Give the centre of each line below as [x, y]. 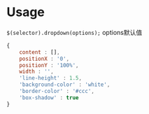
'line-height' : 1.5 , [50, 78]
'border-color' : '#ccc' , [57, 92]
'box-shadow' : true [49, 98]
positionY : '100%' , [49, 65]
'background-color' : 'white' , [65, 85]
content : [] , [40, 52]
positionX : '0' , [44, 59]
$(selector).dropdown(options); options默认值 [74, 32]
